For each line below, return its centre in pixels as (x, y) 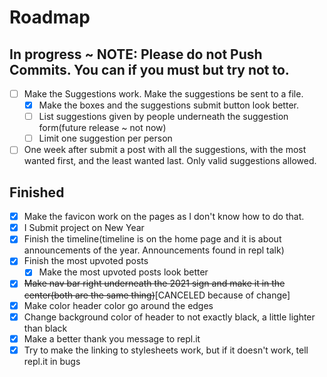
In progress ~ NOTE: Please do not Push (136, 54)
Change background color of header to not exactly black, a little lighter (169, 317)
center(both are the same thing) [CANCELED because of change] (157, 295)
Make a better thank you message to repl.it (112, 338)
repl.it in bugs (52, 361)
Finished (37, 192)
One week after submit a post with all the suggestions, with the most (165, 150)
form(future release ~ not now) (102, 128)
